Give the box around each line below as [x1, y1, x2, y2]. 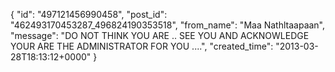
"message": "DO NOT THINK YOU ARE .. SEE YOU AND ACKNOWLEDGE [10, 30, 310, 41]
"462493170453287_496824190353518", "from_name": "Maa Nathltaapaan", [10, 19, 326, 31]
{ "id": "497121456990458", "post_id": [10, 9, 168, 20]
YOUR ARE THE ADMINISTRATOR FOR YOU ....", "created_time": [10, 40, 274, 52]
